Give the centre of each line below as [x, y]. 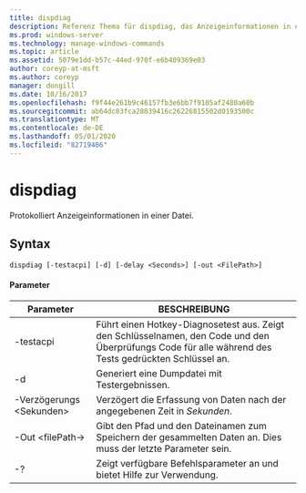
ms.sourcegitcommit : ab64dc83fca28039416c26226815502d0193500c [132, 111]
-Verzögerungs [47, 399]
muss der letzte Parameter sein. [164, 448]
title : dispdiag [40, 18]
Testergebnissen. [133, 385]
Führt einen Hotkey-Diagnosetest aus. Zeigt [190, 324]
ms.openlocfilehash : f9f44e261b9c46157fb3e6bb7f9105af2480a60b [132, 103]
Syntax [30, 244]
